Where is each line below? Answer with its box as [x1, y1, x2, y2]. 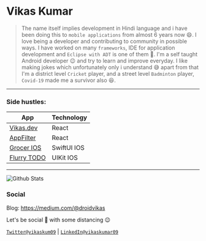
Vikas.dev [9, 124, 38, 132]
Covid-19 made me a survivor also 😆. [21, 76, 116, 84]
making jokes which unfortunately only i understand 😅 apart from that [21, 63, 199, 71]
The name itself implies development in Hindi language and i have [21, 24, 188, 32]
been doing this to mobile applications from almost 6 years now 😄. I [21, 31, 197, 38]
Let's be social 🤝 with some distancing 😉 [6, 216, 111, 223]
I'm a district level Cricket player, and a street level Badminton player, [21, 70, 195, 77]
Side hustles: [6, 97, 47, 106]
